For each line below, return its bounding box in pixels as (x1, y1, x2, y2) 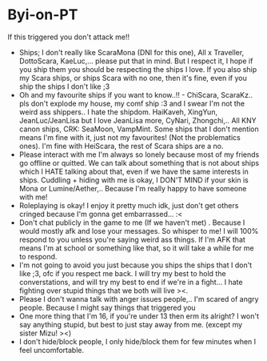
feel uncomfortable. (18, 345, 85, 355)
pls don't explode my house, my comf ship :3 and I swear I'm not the (18, 98, 245, 108)
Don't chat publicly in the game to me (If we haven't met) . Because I (18, 218, 245, 227)
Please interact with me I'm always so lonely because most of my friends (18, 150, 260, 159)
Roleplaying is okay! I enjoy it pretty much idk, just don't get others (18, 200, 239, 210)
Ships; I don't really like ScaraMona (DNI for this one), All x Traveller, (18, 47, 245, 57)
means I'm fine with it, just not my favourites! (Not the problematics (18, 132, 241, 142)
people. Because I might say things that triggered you (18, 303, 197, 312)
